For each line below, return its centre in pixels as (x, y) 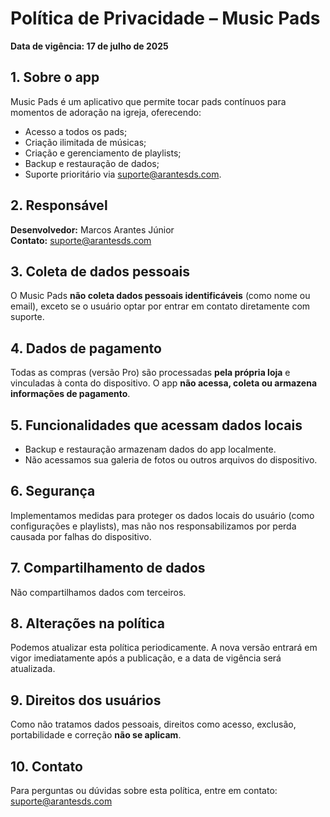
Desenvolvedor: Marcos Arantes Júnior (92, 229)
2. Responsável (59, 205)
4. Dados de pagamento (86, 348)
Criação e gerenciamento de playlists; (103, 153)
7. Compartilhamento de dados (108, 568)
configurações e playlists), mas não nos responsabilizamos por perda (153, 526)
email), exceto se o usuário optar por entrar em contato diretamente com (160, 306)
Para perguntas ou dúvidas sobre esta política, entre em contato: (144, 791)
